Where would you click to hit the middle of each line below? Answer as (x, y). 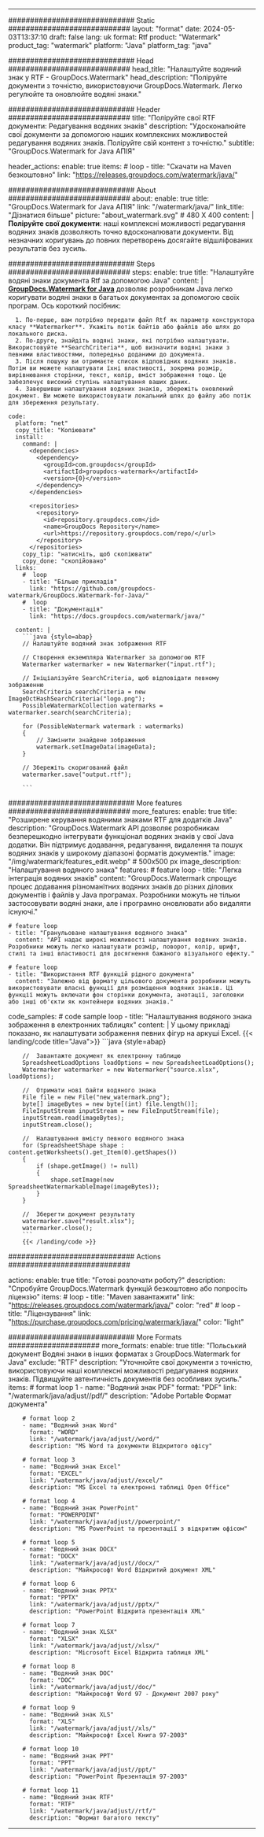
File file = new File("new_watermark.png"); (96, 1097)
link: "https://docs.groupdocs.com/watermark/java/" (117, 616)
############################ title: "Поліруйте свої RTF (112, 118)
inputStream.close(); (57, 1125)
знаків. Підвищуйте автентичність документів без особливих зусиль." (125, 1379)
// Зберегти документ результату (79, 1214)
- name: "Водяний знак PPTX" (70, 1591)
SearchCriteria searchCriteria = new (84, 692)
